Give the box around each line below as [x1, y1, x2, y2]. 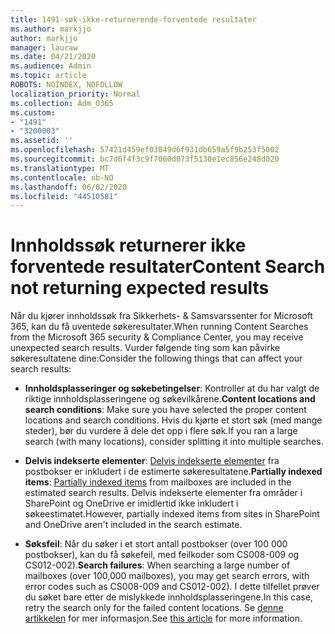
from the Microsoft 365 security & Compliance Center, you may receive [10, 331, 304, 343]
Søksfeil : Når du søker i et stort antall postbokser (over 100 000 [24, 538, 288, 550]
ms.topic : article [10, 71, 87, 81]
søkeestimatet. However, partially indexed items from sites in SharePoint [24, 508, 320, 520]
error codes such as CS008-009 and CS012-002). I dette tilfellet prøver [24, 581, 320, 593]
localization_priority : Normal [10, 89, 141, 99]
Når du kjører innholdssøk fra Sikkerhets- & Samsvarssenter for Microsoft [10, 310, 313, 322]
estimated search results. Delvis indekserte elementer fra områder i [24, 487, 303, 499]
